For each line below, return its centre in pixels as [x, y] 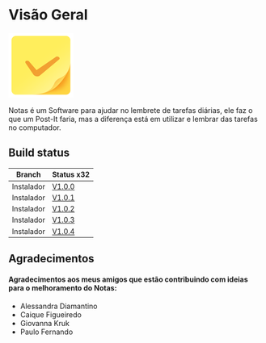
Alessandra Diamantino [59, 306]
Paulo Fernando [46, 332]
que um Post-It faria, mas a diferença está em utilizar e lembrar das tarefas [133, 119]
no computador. [35, 128]
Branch [28, 174]
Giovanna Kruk [45, 323]
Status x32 [71, 174]
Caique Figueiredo [51, 314]
